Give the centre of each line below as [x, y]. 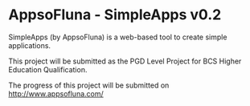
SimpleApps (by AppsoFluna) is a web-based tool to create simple [118, 37]
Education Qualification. [48, 69]
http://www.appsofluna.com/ [56, 93]
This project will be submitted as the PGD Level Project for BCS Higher [125, 61]
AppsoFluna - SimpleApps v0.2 [115, 15]
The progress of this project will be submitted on [89, 85]
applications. [29, 45]
